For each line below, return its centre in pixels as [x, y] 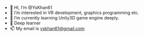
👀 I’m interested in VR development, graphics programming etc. [74, 13]
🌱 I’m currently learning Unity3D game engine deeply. [65, 18]
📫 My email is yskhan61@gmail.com [47, 28]
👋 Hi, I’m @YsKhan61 [31, 8]
